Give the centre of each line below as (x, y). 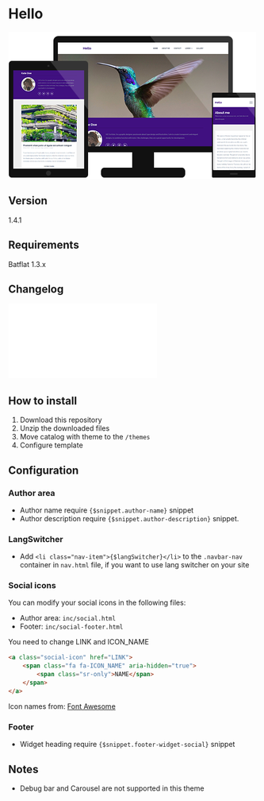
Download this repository (61, 420)
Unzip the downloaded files (65, 428)
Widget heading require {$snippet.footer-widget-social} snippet (127, 745)
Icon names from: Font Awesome (62, 706)
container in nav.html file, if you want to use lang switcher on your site (134, 565)
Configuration (44, 470)
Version (28, 201)
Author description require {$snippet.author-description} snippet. (129, 518)
